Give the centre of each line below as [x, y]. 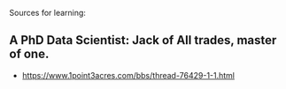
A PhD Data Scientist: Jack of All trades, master [143, 40]
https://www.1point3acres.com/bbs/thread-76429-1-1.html [128, 75]
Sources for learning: [48, 13]
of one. [29, 54]
